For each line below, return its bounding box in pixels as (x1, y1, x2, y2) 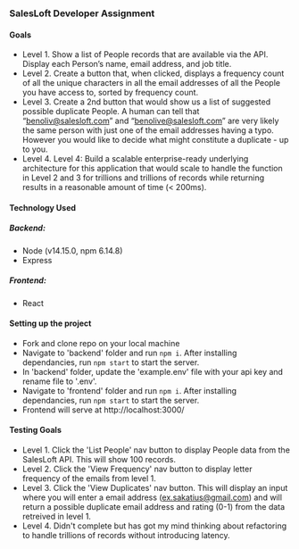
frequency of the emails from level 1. (21, 473, 156, 484)
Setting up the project (9, 318, 92, 329)
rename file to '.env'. (21, 376, 97, 387)
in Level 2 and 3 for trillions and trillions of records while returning (21, 172, 265, 183)
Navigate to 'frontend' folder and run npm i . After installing (21, 385, 237, 395)
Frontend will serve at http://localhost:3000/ (21, 404, 185, 415)
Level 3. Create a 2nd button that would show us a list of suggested (21, 96, 270, 107)
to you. (21, 144, 48, 154)
